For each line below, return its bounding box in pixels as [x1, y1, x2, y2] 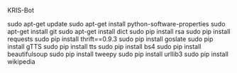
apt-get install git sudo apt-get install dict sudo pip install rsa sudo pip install [7, 28, 231, 35]
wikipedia [7, 57, 35, 66]
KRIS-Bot [7, 6, 34, 14]
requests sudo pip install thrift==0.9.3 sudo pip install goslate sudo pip [7, 35, 214, 43]
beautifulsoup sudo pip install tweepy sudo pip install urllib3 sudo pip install [7, 50, 228, 58]
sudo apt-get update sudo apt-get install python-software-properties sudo [7, 20, 226, 28]
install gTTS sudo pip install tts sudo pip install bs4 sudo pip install [7, 43, 202, 50]
